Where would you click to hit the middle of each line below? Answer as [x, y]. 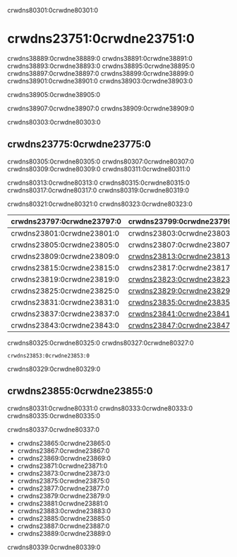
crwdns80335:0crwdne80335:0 [54, 415]
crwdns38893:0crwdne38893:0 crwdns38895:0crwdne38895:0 [101, 66]
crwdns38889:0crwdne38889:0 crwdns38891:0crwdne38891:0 [100, 58]
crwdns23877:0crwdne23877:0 [63, 488]
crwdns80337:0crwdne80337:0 [54, 429]
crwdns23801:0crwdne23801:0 [65, 233]
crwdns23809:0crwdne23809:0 [65, 256]
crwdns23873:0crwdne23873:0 [64, 473]
